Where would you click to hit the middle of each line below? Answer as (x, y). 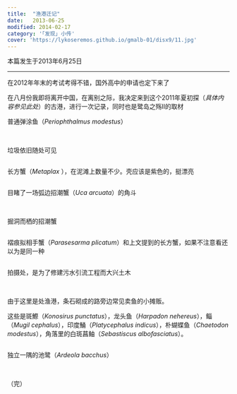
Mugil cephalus (36, 325)
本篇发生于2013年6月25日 (45, 61)
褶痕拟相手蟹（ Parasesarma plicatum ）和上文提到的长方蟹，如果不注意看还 (117, 243)
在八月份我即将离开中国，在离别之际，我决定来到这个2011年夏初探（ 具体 (113, 98)
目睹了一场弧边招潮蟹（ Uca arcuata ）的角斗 (72, 193)
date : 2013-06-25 (36, 20)
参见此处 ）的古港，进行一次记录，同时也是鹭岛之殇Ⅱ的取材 (98, 107)
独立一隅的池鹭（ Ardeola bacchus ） (60, 355)
